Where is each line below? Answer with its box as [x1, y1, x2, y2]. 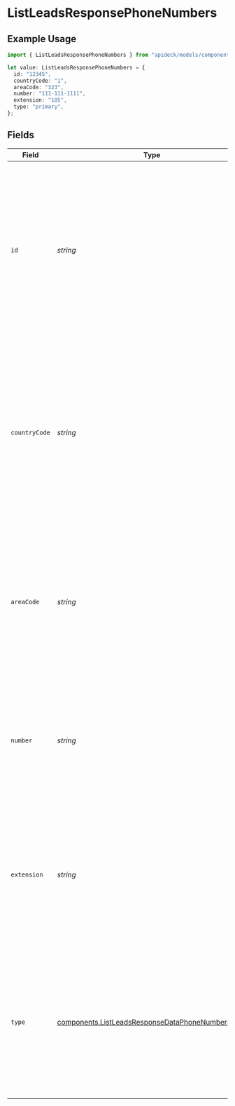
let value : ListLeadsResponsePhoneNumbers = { [7, 64, 145, 71]
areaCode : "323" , [13, 84, 64, 91]
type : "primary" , [13, 103, 64, 110]
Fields [7, 129, 35, 141]
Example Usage [7, 33, 77, 45]
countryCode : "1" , [13, 77, 68, 84]
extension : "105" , [13, 97, 68, 104]
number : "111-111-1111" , [13, 90, 86, 98]
